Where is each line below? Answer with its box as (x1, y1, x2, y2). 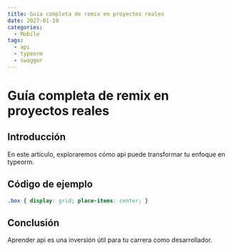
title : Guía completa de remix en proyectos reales (7, 10, 164, 18)
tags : (7, 37, 24, 44)
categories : (7, 24, 43, 31)
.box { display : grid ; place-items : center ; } (7, 197, 148, 204)
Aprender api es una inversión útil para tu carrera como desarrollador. (7, 236, 213, 245)
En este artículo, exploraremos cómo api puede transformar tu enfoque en (7, 150, 226, 158)
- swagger (14, 57, 43, 64)
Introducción (7, 131, 66, 143)
